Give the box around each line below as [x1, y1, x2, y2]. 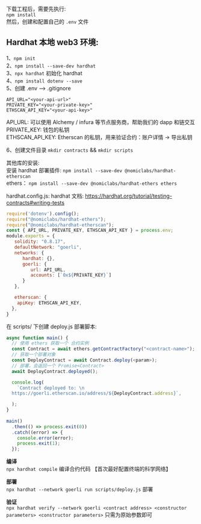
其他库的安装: [6, 159, 40, 166]
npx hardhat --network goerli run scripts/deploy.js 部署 [6, 485, 153, 493]
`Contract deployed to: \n [17, 385, 85, 391]
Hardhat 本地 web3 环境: [6, 37, 99, 48]
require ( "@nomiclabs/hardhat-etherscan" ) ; [6, 222, 114, 228]
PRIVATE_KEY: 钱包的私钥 [6, 126, 70, 133]
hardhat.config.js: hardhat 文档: [6, 192, 84, 199]
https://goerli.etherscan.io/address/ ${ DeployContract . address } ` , [11, 390, 182, 396]
